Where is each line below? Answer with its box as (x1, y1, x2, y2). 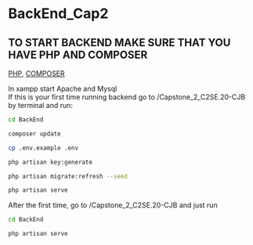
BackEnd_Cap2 (8, 5, 109, 23)
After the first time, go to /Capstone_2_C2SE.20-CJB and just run (8, 200, 218, 210)
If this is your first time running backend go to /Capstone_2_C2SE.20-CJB (8, 92, 246, 102)
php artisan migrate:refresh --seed (8, 172, 128, 180)
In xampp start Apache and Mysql (8, 84, 117, 93)
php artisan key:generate (8, 158, 92, 166)
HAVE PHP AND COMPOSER (8, 48, 148, 61)
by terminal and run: (8, 101, 73, 110)
